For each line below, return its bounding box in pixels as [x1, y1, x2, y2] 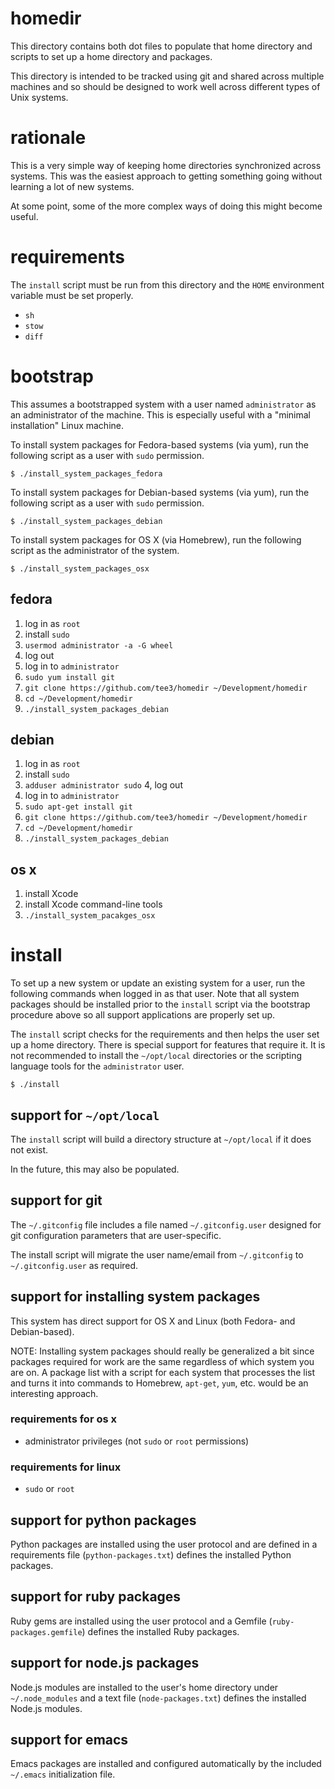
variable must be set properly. [10, 289, 134, 301]
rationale [10, 127, 87, 149]
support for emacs [10, 1731, 129, 1748]
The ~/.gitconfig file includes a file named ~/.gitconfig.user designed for [10, 1218, 322, 1231]
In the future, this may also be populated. [10, 1163, 180, 1175]
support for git [10, 1192, 103, 1209]
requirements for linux [10, 1460, 122, 1474]
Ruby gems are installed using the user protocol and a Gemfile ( [10, 1615, 273, 1627]
